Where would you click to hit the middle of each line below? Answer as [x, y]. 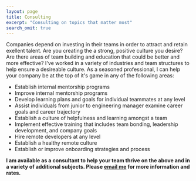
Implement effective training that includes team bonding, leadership [96, 124]
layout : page [22, 11]
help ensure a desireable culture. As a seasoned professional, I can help [93, 69]
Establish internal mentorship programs [62, 87]
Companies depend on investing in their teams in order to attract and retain [97, 45]
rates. [13, 173]
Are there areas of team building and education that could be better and [93, 57]
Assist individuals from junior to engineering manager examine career [99, 105]
